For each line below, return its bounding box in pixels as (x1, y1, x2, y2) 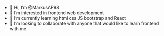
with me (9, 26, 26, 32)
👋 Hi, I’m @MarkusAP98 (9, 5, 59, 10)
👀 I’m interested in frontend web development (9, 10, 104, 16)
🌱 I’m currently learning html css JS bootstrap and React (9, 15, 126, 21)
